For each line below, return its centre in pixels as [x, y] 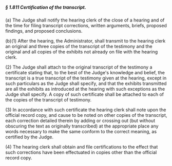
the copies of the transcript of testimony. [49, 99]
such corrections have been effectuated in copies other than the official [81, 152]
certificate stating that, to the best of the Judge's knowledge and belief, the [85, 72]
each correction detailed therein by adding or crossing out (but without [80, 120]
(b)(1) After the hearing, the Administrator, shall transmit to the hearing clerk [85, 40]
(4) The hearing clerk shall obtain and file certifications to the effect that [82, 147]
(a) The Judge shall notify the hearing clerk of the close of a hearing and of [85, 20]
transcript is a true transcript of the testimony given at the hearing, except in [86, 78]
